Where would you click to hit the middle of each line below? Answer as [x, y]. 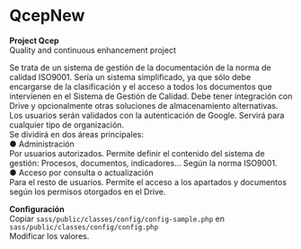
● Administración [42, 144]
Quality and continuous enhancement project [93, 49]
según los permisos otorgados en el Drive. [88, 191]
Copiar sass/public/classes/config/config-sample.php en [117, 218]
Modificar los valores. [49, 236]
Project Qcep [35, 40]
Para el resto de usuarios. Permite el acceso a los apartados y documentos [148, 182]
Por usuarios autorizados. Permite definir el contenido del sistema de [137, 153]
